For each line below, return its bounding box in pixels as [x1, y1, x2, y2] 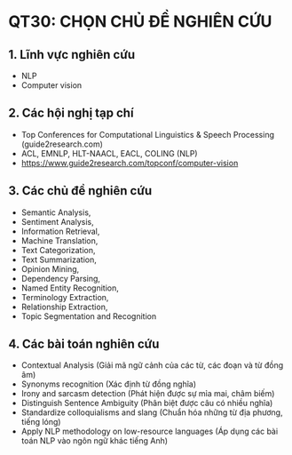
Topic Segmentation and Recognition [20, 310, 157, 322]
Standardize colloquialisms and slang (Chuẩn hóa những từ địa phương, [20, 407, 283, 418]
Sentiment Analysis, [20, 216, 94, 227]
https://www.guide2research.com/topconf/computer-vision [20, 157, 239, 168]
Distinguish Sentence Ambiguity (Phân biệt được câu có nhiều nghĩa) [20, 398, 273, 409]
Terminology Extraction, [20, 291, 109, 302]
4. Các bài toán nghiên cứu [8, 337, 160, 352]
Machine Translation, [20, 235, 99, 246]
